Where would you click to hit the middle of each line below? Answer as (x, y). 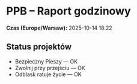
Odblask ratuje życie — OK (48, 74)
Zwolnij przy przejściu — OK (50, 68)
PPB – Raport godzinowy (68, 11)
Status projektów (39, 47)
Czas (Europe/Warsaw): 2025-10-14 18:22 (59, 28)
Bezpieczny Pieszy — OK (46, 61)
